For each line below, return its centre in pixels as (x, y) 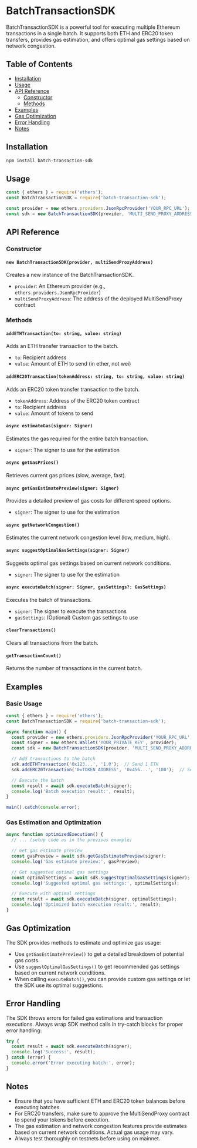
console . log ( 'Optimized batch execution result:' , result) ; (86, 905)
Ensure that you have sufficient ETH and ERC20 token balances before (100, 1101)
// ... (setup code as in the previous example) (72, 840)
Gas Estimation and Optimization (54, 822)
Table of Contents (40, 64)
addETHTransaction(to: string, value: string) (64, 333)
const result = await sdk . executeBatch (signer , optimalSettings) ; (94, 899)
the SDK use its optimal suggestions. (59, 985)
